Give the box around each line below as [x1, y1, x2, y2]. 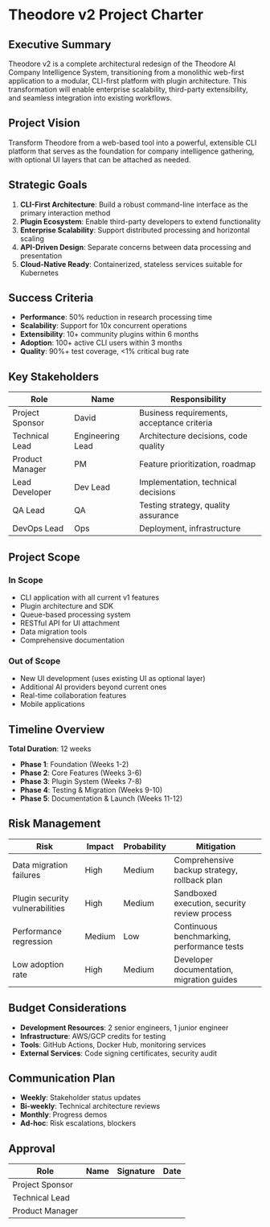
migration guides [174, 974, 238, 985]
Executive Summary [8, 38, 112, 51]
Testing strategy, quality [139, 500, 231, 511]
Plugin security [12, 893, 69, 904]
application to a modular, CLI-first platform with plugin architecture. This [8, 76, 247, 85]
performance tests [174, 941, 244, 952]
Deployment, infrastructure [139, 523, 241, 534]
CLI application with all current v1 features [19, 593, 159, 602]
